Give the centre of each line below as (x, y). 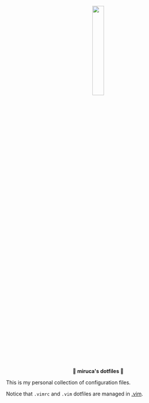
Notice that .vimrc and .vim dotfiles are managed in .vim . (74, 394)
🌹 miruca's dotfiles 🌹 (98, 371)
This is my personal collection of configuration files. (68, 382)
